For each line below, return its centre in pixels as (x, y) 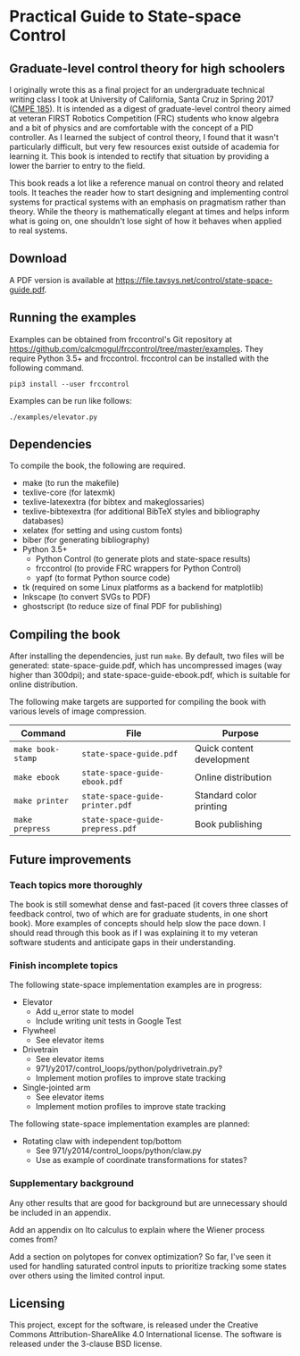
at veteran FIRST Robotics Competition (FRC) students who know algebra (144, 118)
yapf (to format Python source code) (103, 578)
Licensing (37, 1303)
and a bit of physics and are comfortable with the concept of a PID (132, 128)
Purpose (240, 733)
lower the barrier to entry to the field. (77, 166)
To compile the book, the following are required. (97, 465)
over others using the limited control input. (87, 1276)
